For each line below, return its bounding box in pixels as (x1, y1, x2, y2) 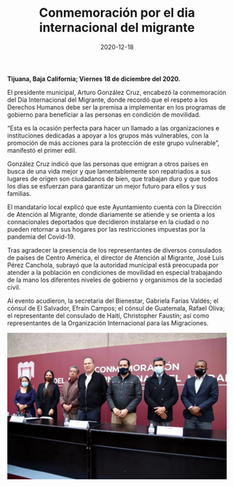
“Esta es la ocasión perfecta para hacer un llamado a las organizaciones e (7, 123, 219, 132)
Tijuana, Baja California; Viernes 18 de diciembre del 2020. (7, 75, 181, 83)
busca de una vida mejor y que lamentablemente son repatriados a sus (7, 167, 211, 175)
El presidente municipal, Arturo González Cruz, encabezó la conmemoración (7, 88, 226, 96)
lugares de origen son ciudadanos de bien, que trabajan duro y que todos (7, 174, 218, 183)
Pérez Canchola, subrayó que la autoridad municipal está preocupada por (7, 260, 219, 269)
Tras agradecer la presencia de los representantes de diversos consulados (7, 246, 222, 254)
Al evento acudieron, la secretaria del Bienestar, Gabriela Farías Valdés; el (7, 297, 219, 305)
